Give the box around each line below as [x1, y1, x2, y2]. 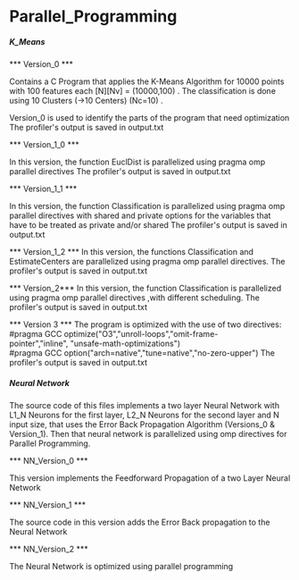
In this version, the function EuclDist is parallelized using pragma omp [9, 156, 266, 167]
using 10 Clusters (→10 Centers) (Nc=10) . [9, 96, 163, 106]
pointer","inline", [9, 338, 69, 349]
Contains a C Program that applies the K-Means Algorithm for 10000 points [9, 76, 285, 87]
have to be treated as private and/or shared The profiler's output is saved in [9, 220, 287, 231]
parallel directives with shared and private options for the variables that [9, 210, 271, 221]
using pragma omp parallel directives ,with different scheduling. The [9, 292, 261, 303]
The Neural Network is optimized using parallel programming [9, 561, 234, 572]
